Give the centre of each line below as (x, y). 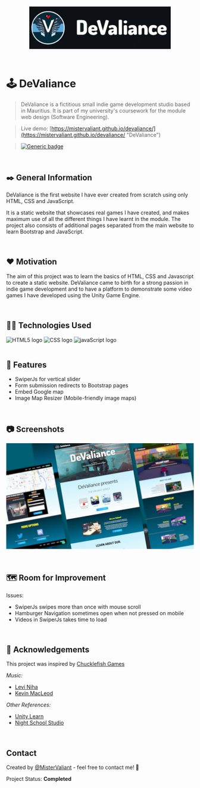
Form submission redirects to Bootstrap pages (71, 385)
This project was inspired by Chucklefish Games (65, 664)
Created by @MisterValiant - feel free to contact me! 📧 (73, 767)
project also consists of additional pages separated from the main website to (100, 225)
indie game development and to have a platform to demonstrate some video (99, 289)
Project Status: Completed (39, 779)
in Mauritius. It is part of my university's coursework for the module (103, 111)
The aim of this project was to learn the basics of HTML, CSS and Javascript (100, 276)
